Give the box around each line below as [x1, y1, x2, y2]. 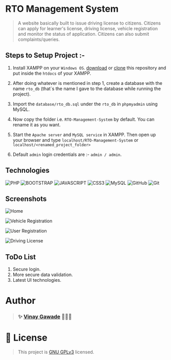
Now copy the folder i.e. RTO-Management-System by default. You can [12, 116, 155, 122]
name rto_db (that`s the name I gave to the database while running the [12, 85, 161, 92]
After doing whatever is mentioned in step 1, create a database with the [12, 80, 162, 86]
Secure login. [12, 266, 41, 273]
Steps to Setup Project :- [5, 51, 85, 60]
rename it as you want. [12, 121, 61, 128]
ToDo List [5, 253, 36, 261]
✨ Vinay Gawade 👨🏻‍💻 [17, 313, 72, 320]
